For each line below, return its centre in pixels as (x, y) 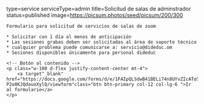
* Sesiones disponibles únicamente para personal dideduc (81, 53)
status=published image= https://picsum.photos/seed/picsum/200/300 (95, 15)
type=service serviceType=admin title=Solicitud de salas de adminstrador (99, 9)
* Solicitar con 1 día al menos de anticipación (69, 37)
